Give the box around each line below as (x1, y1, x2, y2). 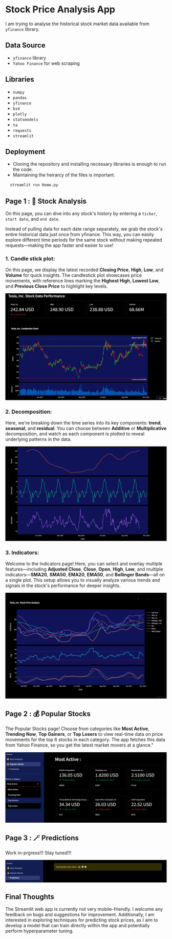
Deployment (5, 147, 46, 156)
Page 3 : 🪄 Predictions (5, 834, 79, 842)
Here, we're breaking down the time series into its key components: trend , (5, 419, 162, 426)
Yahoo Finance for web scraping (12, 60, 80, 66)
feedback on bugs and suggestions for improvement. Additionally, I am (5, 912, 155, 918)
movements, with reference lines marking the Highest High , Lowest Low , (5, 278, 160, 284)
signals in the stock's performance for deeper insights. (5, 582, 121, 589)
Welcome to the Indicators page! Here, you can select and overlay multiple (5, 561, 163, 567)
